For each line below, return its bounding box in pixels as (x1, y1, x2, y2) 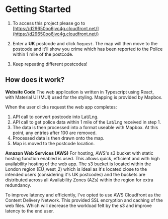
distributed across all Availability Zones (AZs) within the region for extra (5, 177, 153, 183)
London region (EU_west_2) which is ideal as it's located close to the (5, 166, 147, 172)
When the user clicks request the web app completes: (5, 104, 117, 110)
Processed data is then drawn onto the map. (12, 135, 105, 141)
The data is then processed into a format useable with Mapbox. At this (12, 124, 158, 130)
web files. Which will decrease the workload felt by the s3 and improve (5, 202, 152, 208)
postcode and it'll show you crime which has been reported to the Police (12, 46, 163, 52)
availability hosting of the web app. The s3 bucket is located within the (5, 161, 151, 167)
